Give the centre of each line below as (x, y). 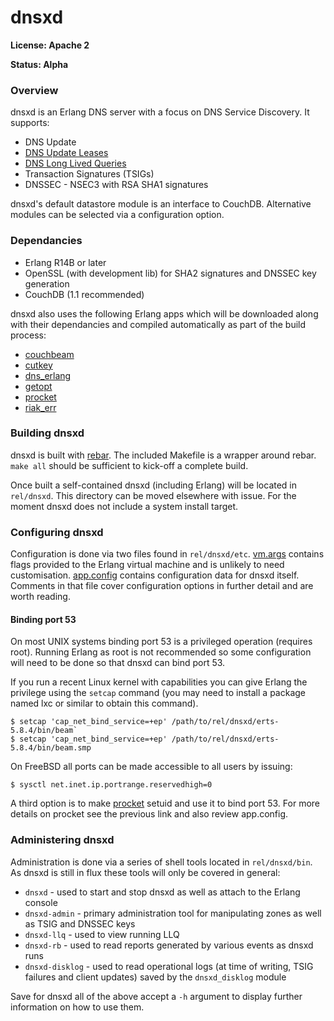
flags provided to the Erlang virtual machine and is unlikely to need (147, 565)
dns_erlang (48, 375)
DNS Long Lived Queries (75, 163)
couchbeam (49, 354)
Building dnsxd (47, 433)
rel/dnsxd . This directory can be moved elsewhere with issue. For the (153, 495)
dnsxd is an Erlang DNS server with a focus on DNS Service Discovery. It (160, 112)
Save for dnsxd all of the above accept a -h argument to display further (156, 996)
